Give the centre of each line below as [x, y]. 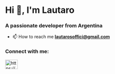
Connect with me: [27, 52]
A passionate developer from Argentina [54, 26]
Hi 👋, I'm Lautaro [40, 10]
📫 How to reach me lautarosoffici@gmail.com [61, 37]
